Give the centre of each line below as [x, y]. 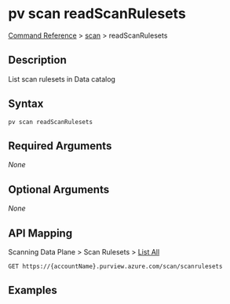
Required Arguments [60, 146]
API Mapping [40, 233]
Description [37, 60]
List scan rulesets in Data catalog [62, 79]
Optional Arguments [59, 189]
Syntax [26, 104]
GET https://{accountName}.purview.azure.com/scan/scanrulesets [115, 266]
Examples [33, 290]
